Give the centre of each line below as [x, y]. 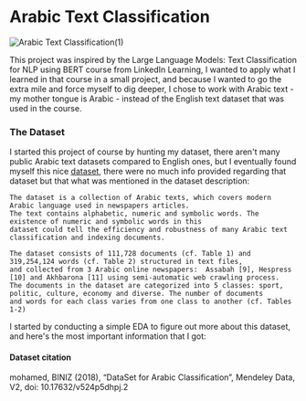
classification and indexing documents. [88, 238]
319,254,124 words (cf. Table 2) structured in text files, [127, 262]
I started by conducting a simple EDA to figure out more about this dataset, [150, 327]
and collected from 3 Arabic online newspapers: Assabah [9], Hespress [151, 270]
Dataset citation [40, 357]
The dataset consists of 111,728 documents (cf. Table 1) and [130, 254]
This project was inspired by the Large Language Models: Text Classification [153, 59]
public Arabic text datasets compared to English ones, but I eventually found [153, 162]
